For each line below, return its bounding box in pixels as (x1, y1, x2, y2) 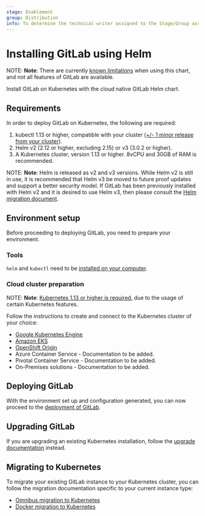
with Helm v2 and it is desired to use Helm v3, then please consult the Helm (6, 189, 196, 196)
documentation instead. (6, 444, 66, 452)
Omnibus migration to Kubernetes (15, 496, 101, 504)
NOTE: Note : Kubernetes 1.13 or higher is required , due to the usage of (6, 294, 184, 301)
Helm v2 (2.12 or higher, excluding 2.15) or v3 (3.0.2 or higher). (15, 144, 173, 152)
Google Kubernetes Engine (15, 331, 84, 338)
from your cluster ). (15, 138, 63, 145)
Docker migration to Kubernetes (15, 503, 96, 510)
